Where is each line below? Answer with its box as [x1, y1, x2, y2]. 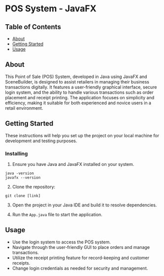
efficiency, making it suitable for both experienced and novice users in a [5, 100, 152, 106]
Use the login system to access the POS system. [12, 239, 111, 245]
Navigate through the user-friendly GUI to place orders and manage [12, 244, 150, 250]
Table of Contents [5, 23, 62, 31]
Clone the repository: [12, 184, 56, 190]
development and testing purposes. [5, 138, 77, 144]
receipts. [12, 260, 31, 266]
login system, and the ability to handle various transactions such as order [5, 89, 154, 95]
